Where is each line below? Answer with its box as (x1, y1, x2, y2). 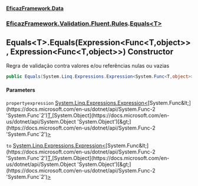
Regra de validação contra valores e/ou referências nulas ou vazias (6, 62, 170, 69)
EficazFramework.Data (6, 5, 64, 12)
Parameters (6, 86, 35, 94)
